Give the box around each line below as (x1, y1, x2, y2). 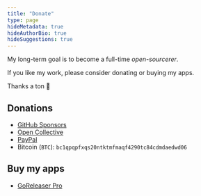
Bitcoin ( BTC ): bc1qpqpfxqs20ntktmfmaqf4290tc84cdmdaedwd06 (17, 142, 188, 151)
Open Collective (17, 128, 64, 136)
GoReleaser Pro (17, 181, 63, 190)
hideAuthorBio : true (7, 29, 67, 37)
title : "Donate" (7, 10, 54, 17)
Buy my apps (7, 163, 65, 174)
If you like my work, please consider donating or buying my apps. (7, 69, 195, 77)
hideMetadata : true (7, 23, 64, 30)
